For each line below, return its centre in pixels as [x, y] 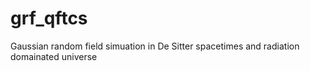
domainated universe [54, 56]
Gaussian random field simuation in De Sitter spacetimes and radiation [155, 46]
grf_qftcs [49, 18]
